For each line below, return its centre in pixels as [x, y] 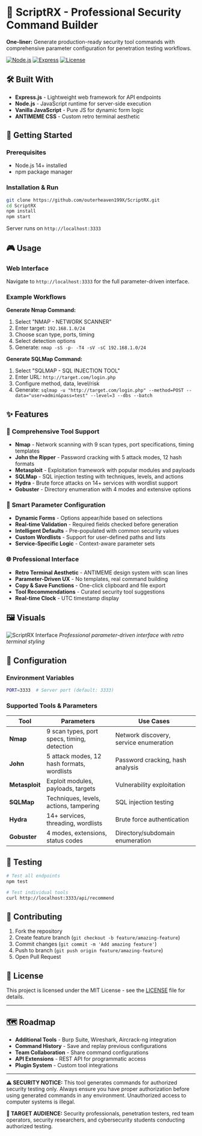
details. [15, 997]
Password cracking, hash [151, 760]
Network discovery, [143, 735]
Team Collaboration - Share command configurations [82, 1052]
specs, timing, [66, 739]
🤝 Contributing [34, 916]
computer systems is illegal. [41, 1102]
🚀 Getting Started [39, 135]
